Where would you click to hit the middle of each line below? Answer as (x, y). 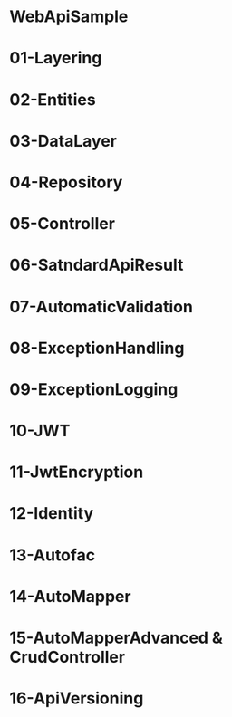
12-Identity (51, 514)
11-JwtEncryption (77, 472)
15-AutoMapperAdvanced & (116, 638)
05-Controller (63, 224)
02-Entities (53, 99)
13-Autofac (53, 555)
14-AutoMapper (70, 596)
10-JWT (40, 431)
